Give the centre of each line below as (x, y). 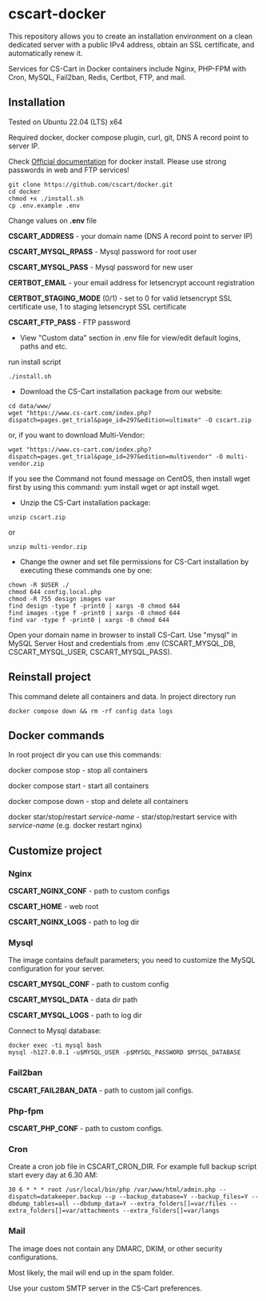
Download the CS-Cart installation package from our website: (121, 391)
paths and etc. (44, 346)
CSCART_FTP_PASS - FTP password (69, 322)
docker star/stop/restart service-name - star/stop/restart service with (123, 817)
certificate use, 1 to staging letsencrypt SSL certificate (97, 306)
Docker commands (56, 735)
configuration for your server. (57, 969)
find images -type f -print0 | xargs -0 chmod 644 (94, 613)
